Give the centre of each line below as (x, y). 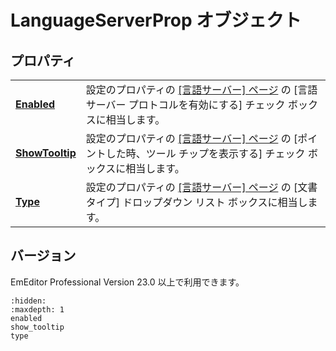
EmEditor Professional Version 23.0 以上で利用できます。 (127, 282)
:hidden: (28, 301)
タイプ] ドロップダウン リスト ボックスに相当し (196, 202)
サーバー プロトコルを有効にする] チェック (185, 104)
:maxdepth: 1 (37, 309)
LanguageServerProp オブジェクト (156, 20)
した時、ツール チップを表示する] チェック (205, 153)
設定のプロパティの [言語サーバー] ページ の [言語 (201, 89)
